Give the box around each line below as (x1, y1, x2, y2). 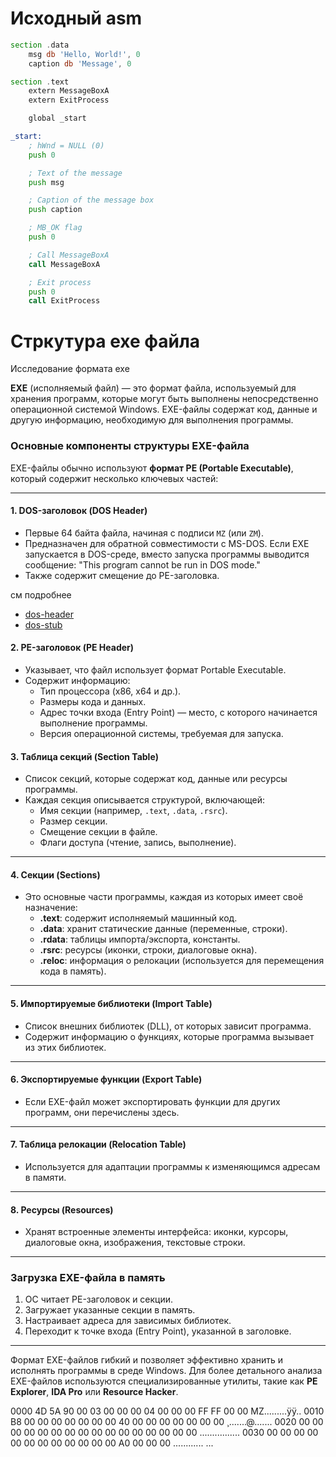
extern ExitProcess (28, 95, 110, 106)
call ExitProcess (28, 296, 101, 306)
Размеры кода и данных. (39, 695, 147, 707)
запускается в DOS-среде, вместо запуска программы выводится (24, 548, 310, 560)
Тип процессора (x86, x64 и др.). (39, 685, 182, 697)
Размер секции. (39, 815, 108, 827)
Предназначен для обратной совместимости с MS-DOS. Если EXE (24, 537, 310, 549)
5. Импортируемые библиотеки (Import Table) (10, 997, 213, 1009)
